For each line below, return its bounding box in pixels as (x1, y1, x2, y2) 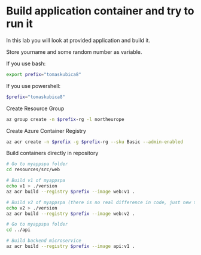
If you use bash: (6, 60, 46, 67)
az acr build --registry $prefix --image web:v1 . (6, 189, 135, 195)
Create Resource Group (6, 105, 65, 112)
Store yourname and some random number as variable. (6, 48, 142, 55)
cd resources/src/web (6, 166, 60, 173)
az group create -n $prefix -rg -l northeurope (6, 116, 124, 122)
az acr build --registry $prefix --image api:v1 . (6, 244, 135, 250)
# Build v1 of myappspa (6, 178, 66, 184)
